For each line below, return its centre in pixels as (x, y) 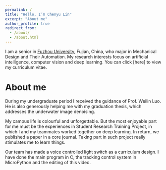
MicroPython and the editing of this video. (48, 162)
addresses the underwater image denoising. (50, 112)
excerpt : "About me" (27, 19)
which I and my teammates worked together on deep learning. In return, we (82, 131)
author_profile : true (28, 24)
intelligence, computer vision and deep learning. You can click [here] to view (83, 62)
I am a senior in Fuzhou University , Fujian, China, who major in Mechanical (81, 51)
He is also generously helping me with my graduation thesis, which (73, 106)
